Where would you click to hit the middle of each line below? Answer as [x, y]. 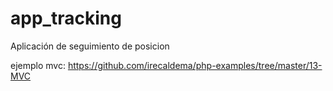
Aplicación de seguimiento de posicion [90, 46]
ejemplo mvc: [38, 65]
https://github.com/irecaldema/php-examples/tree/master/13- [195, 65]
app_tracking [66, 18]
